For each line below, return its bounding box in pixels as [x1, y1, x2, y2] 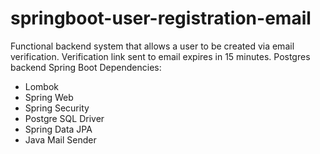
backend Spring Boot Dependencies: [10, 61, 162, 73]
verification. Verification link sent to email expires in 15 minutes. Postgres [10, 50, 311, 62]
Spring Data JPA [24, 123, 93, 135]
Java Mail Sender [24, 133, 97, 146]
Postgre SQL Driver [24, 112, 105, 124]
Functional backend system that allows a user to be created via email [10, 40, 295, 52]
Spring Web [24, 91, 74, 103]
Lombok [24, 80, 60, 92]
